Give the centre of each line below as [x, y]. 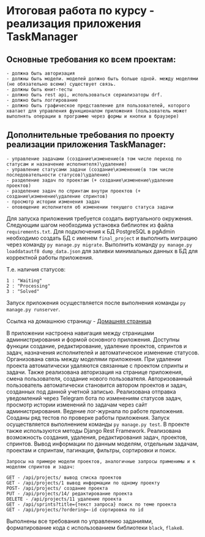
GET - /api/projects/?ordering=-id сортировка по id [75, 509]
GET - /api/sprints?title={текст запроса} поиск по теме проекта [91, 504]
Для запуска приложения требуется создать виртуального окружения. [99, 218]
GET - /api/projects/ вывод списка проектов [64, 478]
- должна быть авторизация [41, 74]
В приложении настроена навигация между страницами [80, 333]
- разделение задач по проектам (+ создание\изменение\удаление [90, 180]
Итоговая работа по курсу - [80, 11]
